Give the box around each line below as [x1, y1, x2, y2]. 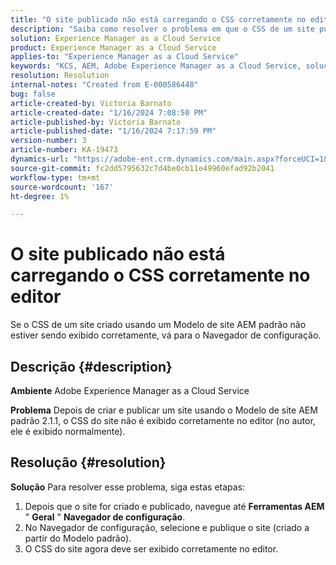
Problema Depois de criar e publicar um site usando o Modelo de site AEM [10, 404, 318, 416]
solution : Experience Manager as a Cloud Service [10, 33, 222, 43]
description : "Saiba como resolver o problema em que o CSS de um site [10, 24, 315, 34]
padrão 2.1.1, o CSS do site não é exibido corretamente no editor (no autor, [10, 415, 316, 426]
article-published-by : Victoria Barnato [10, 117, 182, 127]
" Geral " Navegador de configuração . [24, 511, 186, 523]
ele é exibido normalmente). [10, 426, 126, 437]
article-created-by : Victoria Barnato [10, 98, 172, 108]
